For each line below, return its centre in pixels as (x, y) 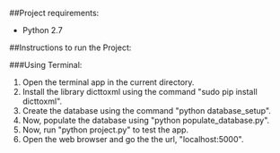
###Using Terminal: (46, 65)
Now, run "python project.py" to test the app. (105, 130)
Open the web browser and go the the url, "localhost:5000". (133, 139)
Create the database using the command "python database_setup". (147, 110)
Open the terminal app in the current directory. (108, 82)
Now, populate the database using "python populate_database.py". (146, 120)
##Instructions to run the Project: (70, 47)
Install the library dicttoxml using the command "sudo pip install (140, 92)
